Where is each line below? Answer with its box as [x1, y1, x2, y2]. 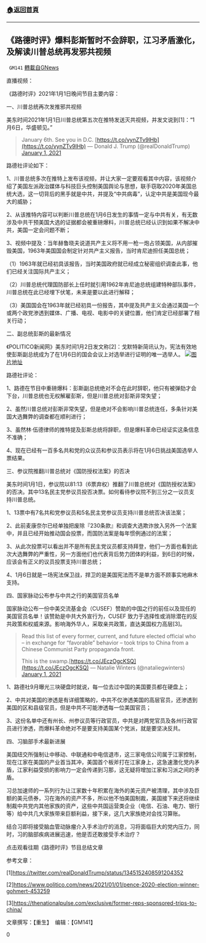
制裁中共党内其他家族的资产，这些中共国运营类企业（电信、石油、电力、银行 [6, 802, 200, 810]
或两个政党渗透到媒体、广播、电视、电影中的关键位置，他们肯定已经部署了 [6, 309, 194, 317]
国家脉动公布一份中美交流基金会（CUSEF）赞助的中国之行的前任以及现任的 [6, 605, 196, 612]
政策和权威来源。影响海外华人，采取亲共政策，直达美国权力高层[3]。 [11, 620, 186, 628]
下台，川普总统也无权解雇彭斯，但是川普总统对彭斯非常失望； [6, 392, 162, 400]
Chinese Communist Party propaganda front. [21, 646, 135, 653]
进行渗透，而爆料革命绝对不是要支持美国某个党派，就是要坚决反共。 [11, 725, 184, 732]
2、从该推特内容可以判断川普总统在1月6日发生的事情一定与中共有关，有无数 [6, 211, 198, 219]
